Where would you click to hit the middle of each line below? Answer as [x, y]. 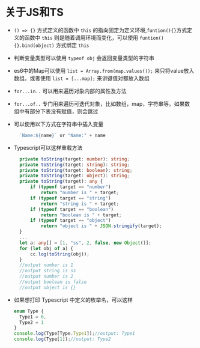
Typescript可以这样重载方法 [48, 147]
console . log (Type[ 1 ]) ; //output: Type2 [62, 339]
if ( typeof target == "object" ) [70, 221]
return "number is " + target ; [80, 193]
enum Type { [29, 311]
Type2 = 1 [32, 322]
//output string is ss [48, 271]
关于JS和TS [34, 12]
